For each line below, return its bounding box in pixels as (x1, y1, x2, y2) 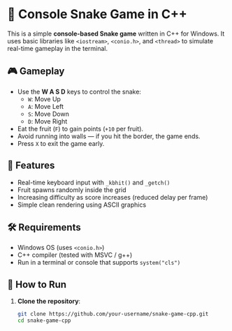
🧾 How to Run (7, 279, 67, 290)
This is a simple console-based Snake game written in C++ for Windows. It (7, 29, 225, 38)
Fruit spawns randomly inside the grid (17, 185, 127, 194)
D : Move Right (27, 117, 68, 125)
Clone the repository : (17, 297, 81, 306)
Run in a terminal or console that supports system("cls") (17, 258, 181, 267)
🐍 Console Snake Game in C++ (7, 6, 187, 22)
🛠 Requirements (7, 221, 82, 233)
